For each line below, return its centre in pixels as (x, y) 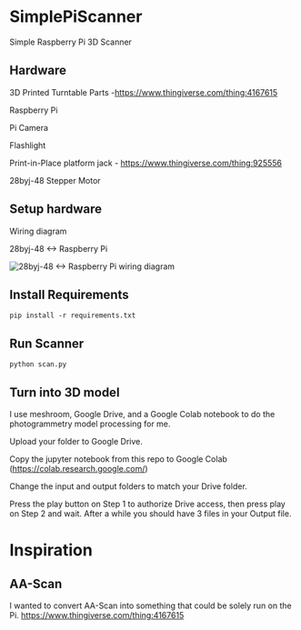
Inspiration (51, 550)
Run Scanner (47, 343)
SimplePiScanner (76, 17)
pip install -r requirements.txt (73, 315)
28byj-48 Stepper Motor (55, 180)
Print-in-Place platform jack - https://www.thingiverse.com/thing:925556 (145, 163)
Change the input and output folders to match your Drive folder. (128, 486)
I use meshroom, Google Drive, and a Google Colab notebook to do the (142, 414)
